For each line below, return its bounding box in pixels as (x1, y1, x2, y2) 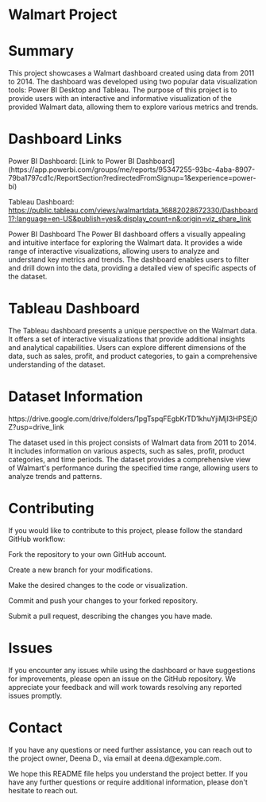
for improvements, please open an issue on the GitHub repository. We (8, 674, 237, 683)
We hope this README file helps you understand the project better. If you (8, 769, 248, 778)
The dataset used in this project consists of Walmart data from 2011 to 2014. (8, 438, 256, 447)
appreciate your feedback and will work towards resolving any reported (8, 682, 242, 691)
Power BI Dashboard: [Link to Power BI (8, 157, 135, 166)
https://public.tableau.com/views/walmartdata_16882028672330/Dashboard (8, 205, 258, 216)
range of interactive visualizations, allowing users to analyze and (8, 247, 220, 256)
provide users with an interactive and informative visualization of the (8, 94, 232, 103)
